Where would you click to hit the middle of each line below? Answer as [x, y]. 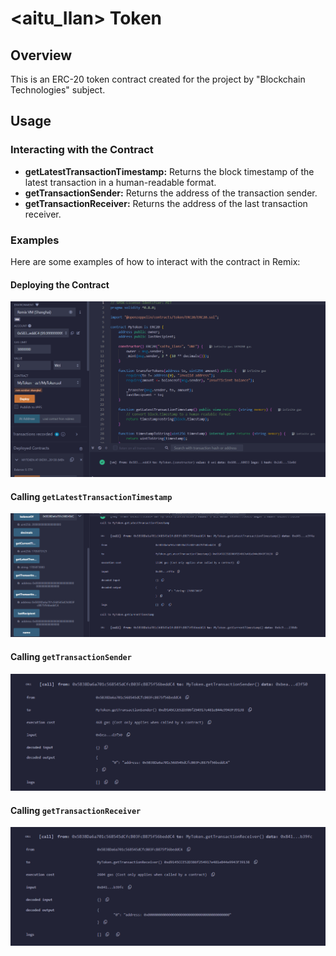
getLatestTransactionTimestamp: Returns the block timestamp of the [169, 171]
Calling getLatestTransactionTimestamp [91, 496]
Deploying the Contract [60, 284]
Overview [41, 55]
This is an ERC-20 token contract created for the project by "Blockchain [158, 79]
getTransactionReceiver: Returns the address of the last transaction [166, 203]
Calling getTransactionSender [71, 657]
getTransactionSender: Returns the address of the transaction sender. [171, 193]
